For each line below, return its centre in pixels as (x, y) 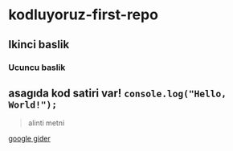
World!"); (33, 104)
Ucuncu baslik (37, 67)
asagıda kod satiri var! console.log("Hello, (118, 93)
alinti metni (46, 123)
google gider (29, 139)
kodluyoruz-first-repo (84, 15)
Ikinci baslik (39, 45)
